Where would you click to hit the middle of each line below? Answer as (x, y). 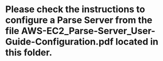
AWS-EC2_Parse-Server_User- (88, 31)
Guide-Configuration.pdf (60, 42)
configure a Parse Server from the (79, 20)
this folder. (29, 53)
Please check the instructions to (75, 9)
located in (137, 42)
